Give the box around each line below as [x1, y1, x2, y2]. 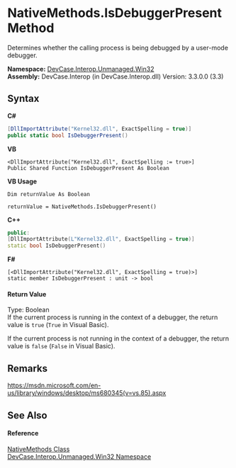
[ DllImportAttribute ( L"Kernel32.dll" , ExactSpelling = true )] [7, 236, 195, 243]
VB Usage [7, 177, 38, 186]
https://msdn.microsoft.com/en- [7, 381, 101, 390]
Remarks [7, 363, 48, 375]
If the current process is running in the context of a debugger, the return [7, 313, 218, 321]
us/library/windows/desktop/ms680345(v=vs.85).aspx [7, 389, 167, 397]
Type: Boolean [7, 306, 50, 314]
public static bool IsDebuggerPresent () [7, 132, 129, 139]
